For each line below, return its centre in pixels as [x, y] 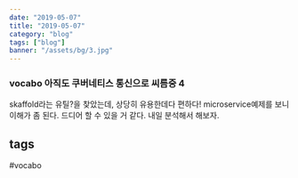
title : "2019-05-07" [48, 26]
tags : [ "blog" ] [37, 42]
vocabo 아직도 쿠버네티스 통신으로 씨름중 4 [97, 84]
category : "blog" [41, 34]
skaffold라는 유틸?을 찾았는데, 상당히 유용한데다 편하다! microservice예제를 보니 [149, 104]
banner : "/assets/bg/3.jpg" [61, 51]
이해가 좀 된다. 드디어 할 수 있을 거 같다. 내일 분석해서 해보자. [114, 116]
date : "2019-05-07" [45, 17]
